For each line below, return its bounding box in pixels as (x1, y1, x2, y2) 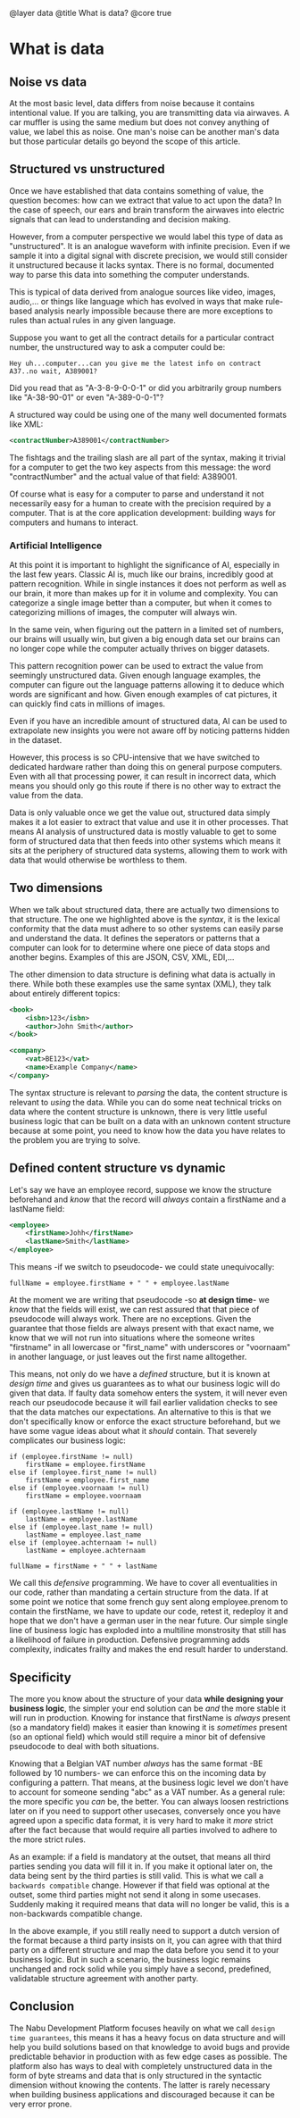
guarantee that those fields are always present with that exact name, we (9, 1323, 275, 1334)
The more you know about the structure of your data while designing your (9, 1693, 284, 1704)
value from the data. (9, 789, 84, 800)
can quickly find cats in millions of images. (9, 698, 166, 709)
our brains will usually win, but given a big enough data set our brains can (9, 633, 280, 644)
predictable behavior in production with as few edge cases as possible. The (9, 2051, 287, 2062)
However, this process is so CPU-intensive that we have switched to (9, 752, 261, 763)
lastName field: (9, 1203, 65, 1213)
